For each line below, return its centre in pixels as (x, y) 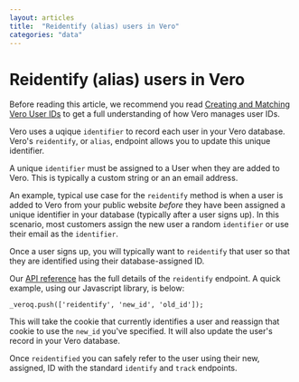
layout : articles (42, 18)
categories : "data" (46, 34)
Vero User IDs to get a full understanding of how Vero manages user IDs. (145, 114)
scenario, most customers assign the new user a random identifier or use (149, 224)
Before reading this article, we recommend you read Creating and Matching (150, 104)
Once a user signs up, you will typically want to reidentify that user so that (150, 252)
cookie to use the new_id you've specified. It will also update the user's (141, 331)
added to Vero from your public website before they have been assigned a (148, 205)
